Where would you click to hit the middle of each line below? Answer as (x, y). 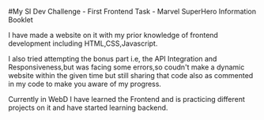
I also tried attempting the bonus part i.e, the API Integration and (113, 59)
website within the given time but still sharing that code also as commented (131, 75)
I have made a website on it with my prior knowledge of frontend (113, 35)
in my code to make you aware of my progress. (85, 84)
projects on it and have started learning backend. (88, 107)
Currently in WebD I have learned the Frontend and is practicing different (126, 99)
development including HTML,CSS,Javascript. (83, 43)
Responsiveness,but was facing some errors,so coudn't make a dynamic (126, 67)
